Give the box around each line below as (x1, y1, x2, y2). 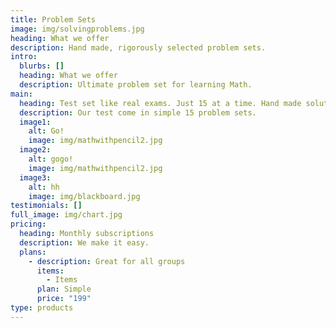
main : (10, 89, 33, 99)
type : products (10, 303, 74, 313)
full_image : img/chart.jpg (10, 210, 123, 220)
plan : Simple (36, 284, 92, 295)
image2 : (19, 145, 52, 155)
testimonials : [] (10, 201, 83, 211)
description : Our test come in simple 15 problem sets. (19, 107, 257, 118)
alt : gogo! (28, 154, 74, 164)
